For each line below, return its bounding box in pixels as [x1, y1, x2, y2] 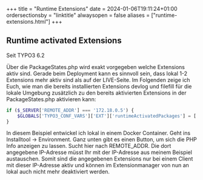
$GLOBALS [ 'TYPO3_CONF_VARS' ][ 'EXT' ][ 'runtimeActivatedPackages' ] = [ [17, 113, 197, 119]
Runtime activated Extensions [6, 36, 122, 46]
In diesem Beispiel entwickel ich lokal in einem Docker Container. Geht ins [6, 130, 191, 137]
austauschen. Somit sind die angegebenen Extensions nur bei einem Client [6, 155, 193, 162]
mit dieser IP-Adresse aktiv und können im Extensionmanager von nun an [6, 162, 190, 169]
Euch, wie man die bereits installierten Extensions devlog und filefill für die [6, 82, 192, 90]
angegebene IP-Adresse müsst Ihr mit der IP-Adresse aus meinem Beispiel [6, 148, 193, 156]
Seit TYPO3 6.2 [6, 52, 45, 59]
